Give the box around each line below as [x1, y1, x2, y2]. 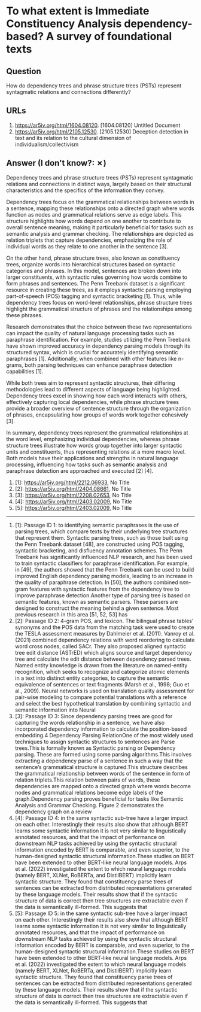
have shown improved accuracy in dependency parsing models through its [6, 342, 190, 350]
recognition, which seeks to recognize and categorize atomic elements [14, 668, 190, 675]
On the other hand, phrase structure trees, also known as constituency [6, 254, 181, 262]
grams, [6, 361, 24, 369]
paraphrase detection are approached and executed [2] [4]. [6, 467, 154, 474]
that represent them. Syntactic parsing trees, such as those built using [14, 534, 188, 541]
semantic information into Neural [14, 706, 96, 713]
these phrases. [6, 311, 43, 318]
